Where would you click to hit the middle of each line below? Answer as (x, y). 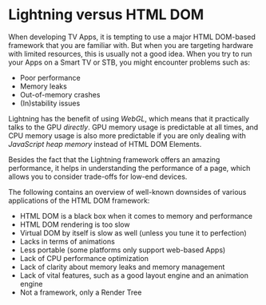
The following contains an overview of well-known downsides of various (127, 192)
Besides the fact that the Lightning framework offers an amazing (114, 159)
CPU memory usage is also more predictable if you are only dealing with (127, 135)
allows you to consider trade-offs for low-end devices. (98, 176)
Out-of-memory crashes (60, 94)
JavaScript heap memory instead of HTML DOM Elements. (105, 144)
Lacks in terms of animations (67, 241)
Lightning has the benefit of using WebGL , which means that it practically (129, 118)
